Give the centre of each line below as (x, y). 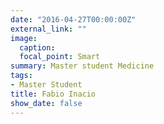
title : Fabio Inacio (53, 94)
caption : (37, 47)
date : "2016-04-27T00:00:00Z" (73, 19)
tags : (21, 76)
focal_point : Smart (60, 57)
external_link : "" (48, 29)
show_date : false (46, 103)
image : (24, 38)
